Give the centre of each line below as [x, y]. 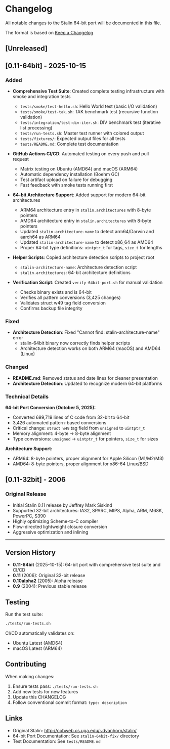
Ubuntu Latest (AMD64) [37, 643]
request [20, 159]
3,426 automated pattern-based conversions [59, 422]
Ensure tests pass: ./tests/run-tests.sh [55, 686]
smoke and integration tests [41, 97]
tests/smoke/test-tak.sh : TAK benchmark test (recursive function [89, 112]
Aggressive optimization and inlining [50, 532]
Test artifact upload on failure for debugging [66, 180]
